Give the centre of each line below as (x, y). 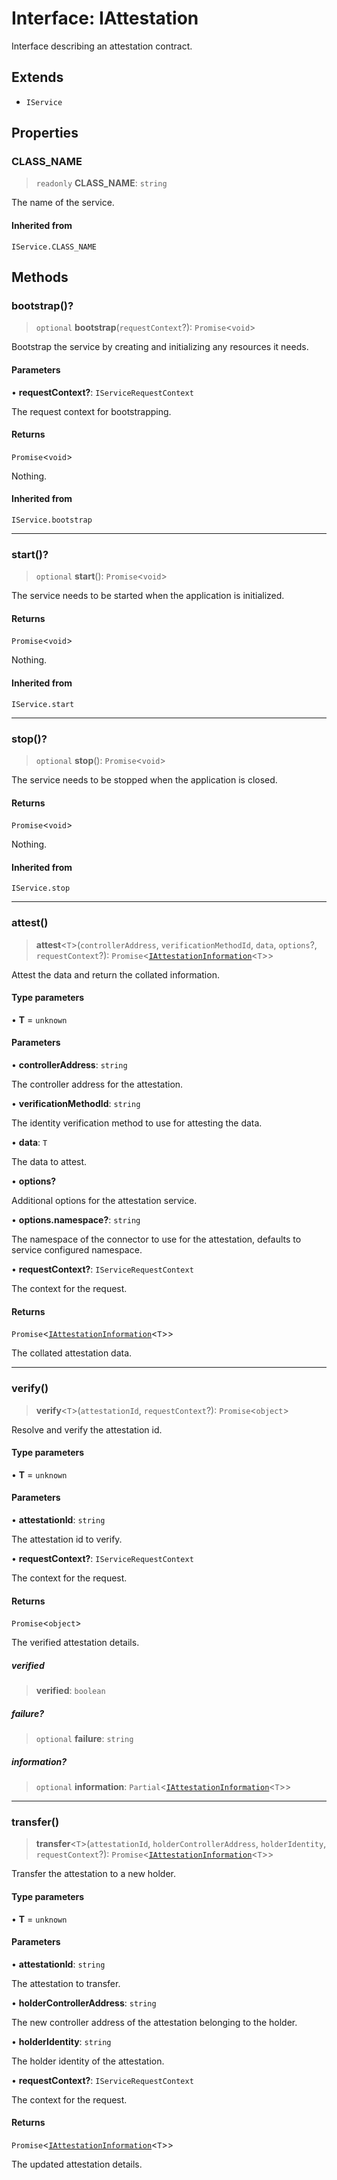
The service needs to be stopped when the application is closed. (144, 779)
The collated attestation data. (72, 1353)
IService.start (43, 704)
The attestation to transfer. (66, 1983)
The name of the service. (63, 203)
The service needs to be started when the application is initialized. (148, 596)
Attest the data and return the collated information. (115, 974)
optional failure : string (84, 1739)
